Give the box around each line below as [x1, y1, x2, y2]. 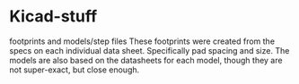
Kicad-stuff [9, 6, 98, 27]
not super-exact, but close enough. [9, 64, 140, 75]
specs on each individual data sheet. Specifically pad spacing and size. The [9, 45, 290, 55]
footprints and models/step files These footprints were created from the [9, 36, 276, 46]
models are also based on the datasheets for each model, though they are [9, 55, 283, 65]
